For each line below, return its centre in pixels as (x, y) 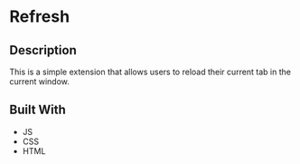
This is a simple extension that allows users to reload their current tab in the (150, 72)
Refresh (40, 17)
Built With (37, 110)
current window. (40, 82)
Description (43, 50)
